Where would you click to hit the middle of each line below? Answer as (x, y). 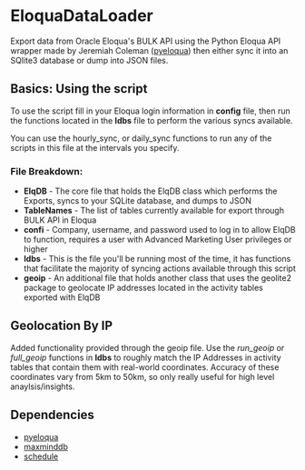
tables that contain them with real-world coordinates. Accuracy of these (145, 367)
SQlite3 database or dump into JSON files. (89, 60)
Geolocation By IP (61, 326)
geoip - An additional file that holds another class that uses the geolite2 (157, 278)
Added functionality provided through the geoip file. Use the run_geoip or (148, 347)
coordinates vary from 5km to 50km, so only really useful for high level (143, 376)
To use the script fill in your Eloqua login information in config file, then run (151, 111)
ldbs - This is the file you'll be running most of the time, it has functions (157, 259)
